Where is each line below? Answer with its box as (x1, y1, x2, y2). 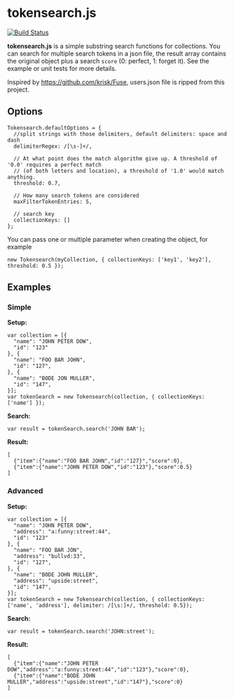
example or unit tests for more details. (7, 64, 117, 72)
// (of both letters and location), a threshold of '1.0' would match (13, 167, 224, 174)
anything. (7, 174, 36, 181)
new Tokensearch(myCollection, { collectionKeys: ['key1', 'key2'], (7, 256, 212, 263)
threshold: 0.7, (13, 179, 61, 187)
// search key (13, 210, 55, 217)
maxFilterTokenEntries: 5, (13, 198, 92, 205)
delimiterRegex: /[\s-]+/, (13, 143, 92, 150)
